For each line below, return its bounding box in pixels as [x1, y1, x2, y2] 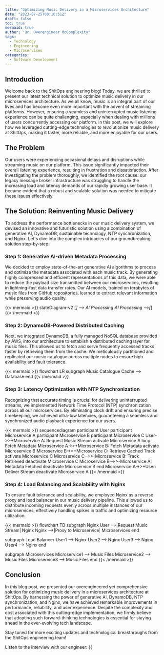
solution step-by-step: [5, 241, 50, 246]
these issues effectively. [5, 193, 54, 199]
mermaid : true [5, 25, 34, 30]
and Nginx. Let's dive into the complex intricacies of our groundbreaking [5, 235, 151, 242]
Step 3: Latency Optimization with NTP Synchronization [5, 386, 140, 393]
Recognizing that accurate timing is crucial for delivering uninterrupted [5, 397, 147, 403]
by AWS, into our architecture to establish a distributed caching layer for [5, 338, 150, 344]
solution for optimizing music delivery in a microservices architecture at [5, 589, 149, 594]
